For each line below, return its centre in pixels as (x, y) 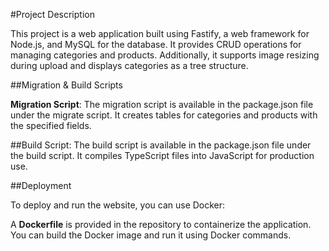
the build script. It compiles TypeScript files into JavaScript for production (162, 155)
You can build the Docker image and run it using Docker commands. (151, 235)
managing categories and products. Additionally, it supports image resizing (165, 55)
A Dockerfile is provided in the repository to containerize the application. (161, 224)
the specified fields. (51, 125)
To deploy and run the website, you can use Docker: (118, 205)
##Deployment (41, 185)
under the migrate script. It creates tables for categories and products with (164, 115)
